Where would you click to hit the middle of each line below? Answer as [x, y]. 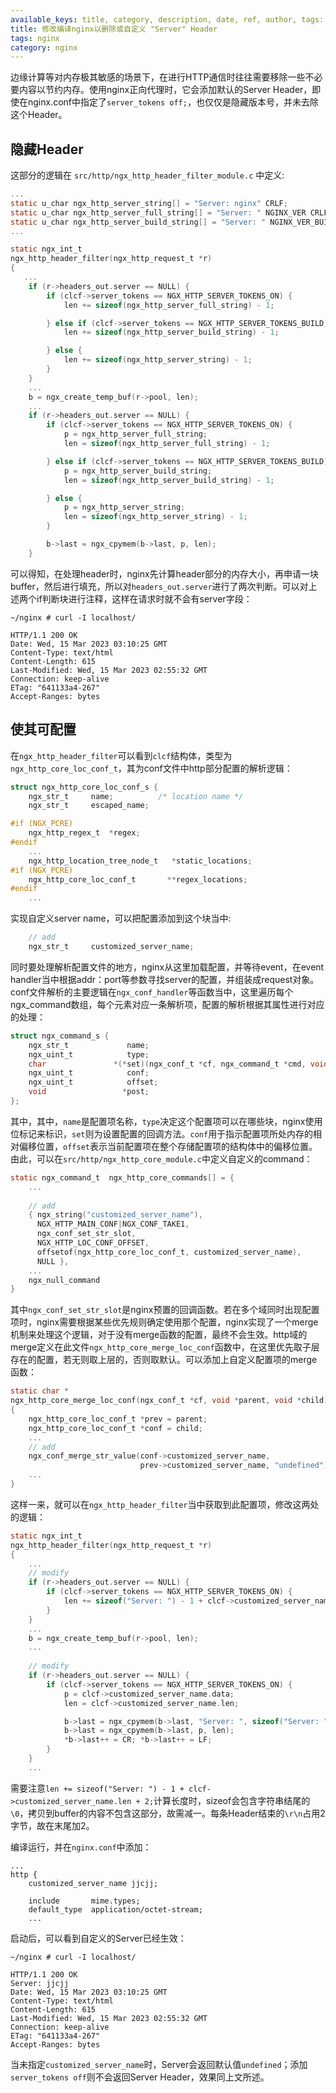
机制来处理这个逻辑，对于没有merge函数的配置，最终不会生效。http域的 [159, 1335]
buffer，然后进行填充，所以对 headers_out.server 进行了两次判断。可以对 [159, 586]
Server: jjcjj [40, 1983]
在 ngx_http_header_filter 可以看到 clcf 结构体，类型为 [121, 755]
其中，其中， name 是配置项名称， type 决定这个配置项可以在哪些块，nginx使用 [166, 1121]
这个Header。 [39, 115]
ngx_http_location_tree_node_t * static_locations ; [140, 861]
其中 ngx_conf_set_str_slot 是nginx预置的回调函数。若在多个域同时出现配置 [165, 1310]
